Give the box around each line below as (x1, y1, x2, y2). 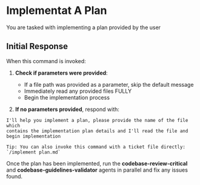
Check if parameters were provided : (15, 69, 108, 76)
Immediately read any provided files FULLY (24, 87, 132, 95)
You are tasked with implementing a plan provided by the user (6, 24, 161, 31)
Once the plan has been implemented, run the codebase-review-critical (6, 160, 188, 167)
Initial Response (6, 41, 68, 52)
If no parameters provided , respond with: (15, 106, 120, 113)
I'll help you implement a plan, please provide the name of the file (6, 117, 188, 123)
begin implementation (6, 133, 61, 140)
